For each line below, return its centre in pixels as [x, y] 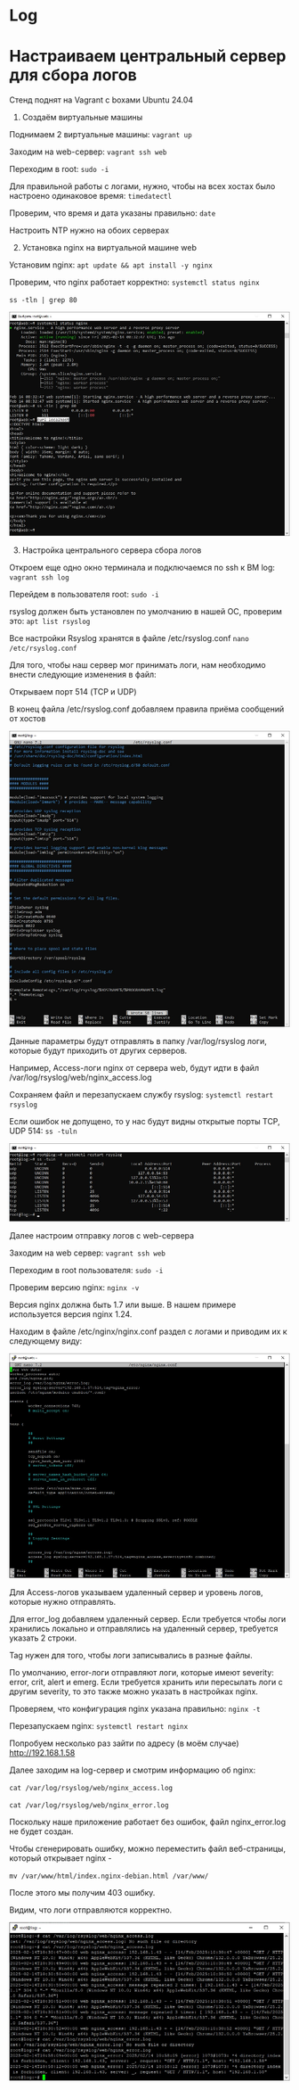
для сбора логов [73, 75]
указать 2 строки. [43, 1638]
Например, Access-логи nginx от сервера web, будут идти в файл [134, 1068]
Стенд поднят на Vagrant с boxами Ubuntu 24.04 [101, 100]
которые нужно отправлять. [63, 1602]
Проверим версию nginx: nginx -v [74, 1287]
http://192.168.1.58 [42, 1753]
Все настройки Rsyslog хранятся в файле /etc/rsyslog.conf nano [129, 638]
